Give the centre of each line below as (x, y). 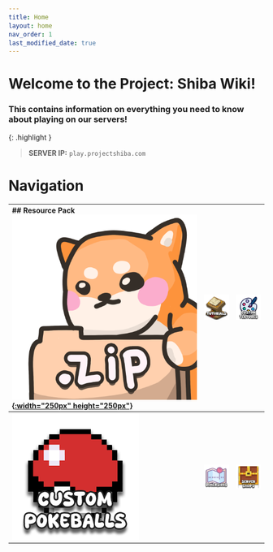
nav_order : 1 (30, 34)
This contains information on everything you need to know (126, 110)
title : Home (28, 17)
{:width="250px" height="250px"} (72, 405)
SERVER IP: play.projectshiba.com (87, 153)
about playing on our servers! (68, 119)
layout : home (30, 26)
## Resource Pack (43, 210)
